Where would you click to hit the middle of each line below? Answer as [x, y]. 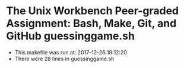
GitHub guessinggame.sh [71, 36]
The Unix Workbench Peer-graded [93, 11]
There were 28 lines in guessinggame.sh [64, 59]
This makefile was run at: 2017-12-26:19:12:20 [71, 52]
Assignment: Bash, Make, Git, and [91, 23]
